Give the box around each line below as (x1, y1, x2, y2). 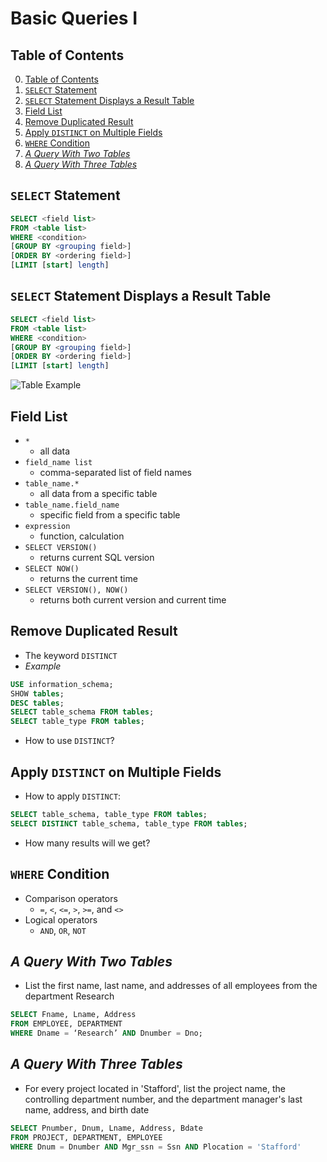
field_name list (24, 457, 93, 467)
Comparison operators (24, 892, 118, 904)
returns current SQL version (39, 551, 155, 563)
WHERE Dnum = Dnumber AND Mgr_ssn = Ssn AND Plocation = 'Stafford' (10, 1142, 302, 1152)
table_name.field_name (24, 500, 120, 510)
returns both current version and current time (39, 593, 227, 606)
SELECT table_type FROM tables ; (10, 717, 145, 727)
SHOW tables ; (10, 688, 65, 699)
